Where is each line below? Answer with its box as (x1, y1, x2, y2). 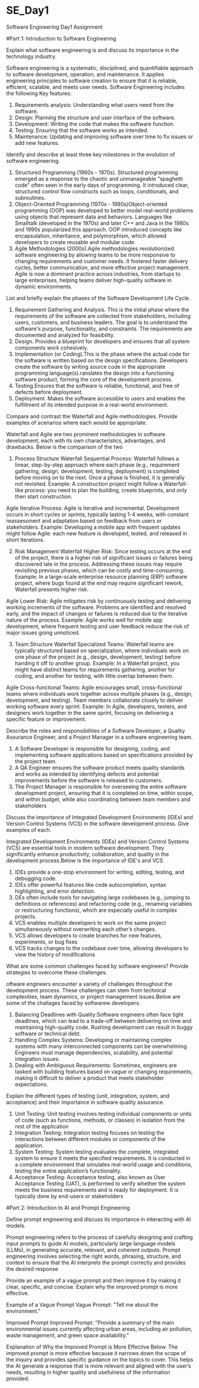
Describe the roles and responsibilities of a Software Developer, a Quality (6, 727, 185, 734)
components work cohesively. (14, 344, 89, 351)
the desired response (6, 1265, 58, 1272)
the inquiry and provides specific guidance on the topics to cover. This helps (6, 1356, 194, 1363)
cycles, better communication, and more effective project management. (14, 264, 190, 271)
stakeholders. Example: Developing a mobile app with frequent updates (6, 523, 181, 530)
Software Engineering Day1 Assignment (6, 23, 103, 30)
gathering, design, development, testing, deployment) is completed (14, 467, 179, 474)
